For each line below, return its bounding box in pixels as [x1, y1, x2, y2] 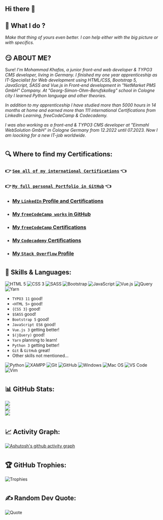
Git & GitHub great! [12, 348, 50, 354]
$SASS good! [12, 311, 36, 317]
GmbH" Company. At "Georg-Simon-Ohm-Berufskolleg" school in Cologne [5, 87, 155, 93]
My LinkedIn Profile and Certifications [12, 197, 104, 204]
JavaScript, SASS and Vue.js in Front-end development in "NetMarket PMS [5, 83, 156, 88]
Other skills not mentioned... [12, 353, 69, 359]
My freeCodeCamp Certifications [12, 224, 87, 230]
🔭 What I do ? [5, 21, 46, 30]
